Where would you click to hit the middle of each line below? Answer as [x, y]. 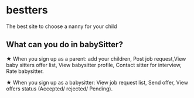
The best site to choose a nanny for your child [62, 26]
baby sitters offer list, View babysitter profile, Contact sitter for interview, [94, 65]
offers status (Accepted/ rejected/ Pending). [59, 89]
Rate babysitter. [25, 71]
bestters [27, 10]
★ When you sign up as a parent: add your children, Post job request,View [96, 58]
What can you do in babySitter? [64, 45]
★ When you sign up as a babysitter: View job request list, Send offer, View [97, 82]
